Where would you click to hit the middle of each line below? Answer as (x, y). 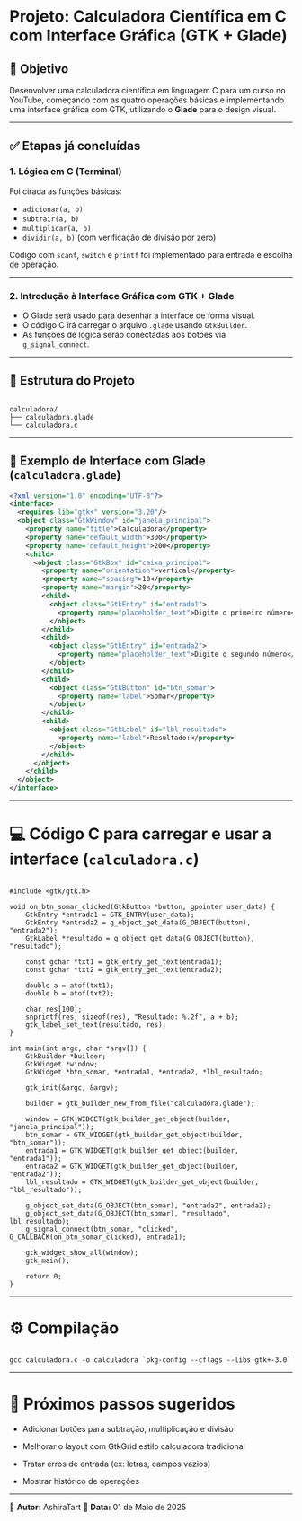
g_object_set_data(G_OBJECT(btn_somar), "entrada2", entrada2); (148, 1206)
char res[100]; (54, 1009)
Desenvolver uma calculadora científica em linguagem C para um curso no (147, 90)
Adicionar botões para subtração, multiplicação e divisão (128, 1428)
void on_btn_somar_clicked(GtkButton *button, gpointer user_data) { (142, 907)
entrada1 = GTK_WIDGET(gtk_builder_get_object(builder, (133, 1151)
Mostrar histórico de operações (81, 1481)
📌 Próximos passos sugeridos (122, 1404)
